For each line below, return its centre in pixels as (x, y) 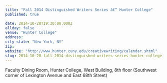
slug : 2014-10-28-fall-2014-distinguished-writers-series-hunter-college (84, 56)
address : (14, 37)
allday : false (20, 28)
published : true (22, 14)
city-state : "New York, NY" (34, 42)
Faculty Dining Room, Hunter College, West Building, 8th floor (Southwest (81, 70)
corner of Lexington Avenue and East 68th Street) (56, 75)
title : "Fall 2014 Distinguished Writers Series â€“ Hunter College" (79, 10)
